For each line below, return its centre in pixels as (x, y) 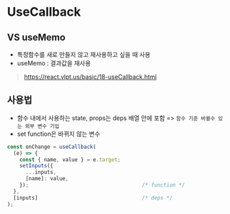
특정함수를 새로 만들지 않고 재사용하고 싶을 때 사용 (84, 55)
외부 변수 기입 (42, 126)
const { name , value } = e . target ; (70, 159)
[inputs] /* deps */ (93, 198)
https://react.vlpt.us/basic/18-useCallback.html (90, 77)
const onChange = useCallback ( (52, 147)
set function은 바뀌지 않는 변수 (59, 134)
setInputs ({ (36, 166)
